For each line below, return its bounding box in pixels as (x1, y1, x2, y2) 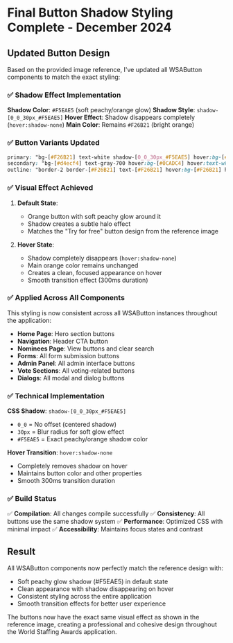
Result (7, 545, 36, 557)
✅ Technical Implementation (7, 391, 105, 400)
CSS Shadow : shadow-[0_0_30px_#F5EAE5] (7, 407, 127, 415)
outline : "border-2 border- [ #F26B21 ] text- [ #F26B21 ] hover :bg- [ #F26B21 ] (7, 166, 222, 174)
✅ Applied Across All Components (7, 293, 125, 303)
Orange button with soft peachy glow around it (27, 212, 161, 220)
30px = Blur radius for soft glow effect (17, 428, 125, 436)
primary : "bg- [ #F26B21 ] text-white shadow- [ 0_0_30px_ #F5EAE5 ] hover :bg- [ (7, 154, 225, 161)
